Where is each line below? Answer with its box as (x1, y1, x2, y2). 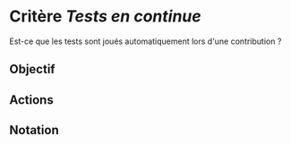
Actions (9, 92, 54, 107)
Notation (9, 123, 60, 138)
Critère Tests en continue (9, 6, 201, 27)
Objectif (9, 62, 56, 77)
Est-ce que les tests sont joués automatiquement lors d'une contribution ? (9, 36, 282, 47)
